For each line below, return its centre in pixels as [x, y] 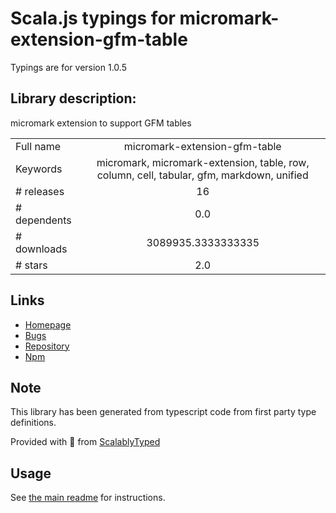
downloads [41, 249]
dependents [43, 220]
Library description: [73, 98]
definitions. [33, 423]
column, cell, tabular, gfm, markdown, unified [202, 175]
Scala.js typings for [93, 18]
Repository [47, 346]
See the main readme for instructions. [88, 498]
